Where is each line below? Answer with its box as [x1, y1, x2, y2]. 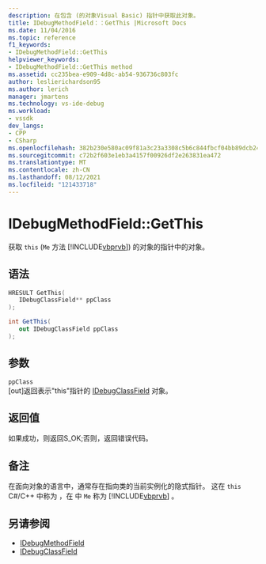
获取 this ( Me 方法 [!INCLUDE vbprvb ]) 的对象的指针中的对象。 [8, 242, 210, 252]
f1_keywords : [8, 41, 51, 49]
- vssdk [8, 115, 34, 123]
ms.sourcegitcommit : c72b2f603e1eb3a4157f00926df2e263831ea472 [8, 151, 222, 159]
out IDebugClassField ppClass [18, 325, 119, 333]
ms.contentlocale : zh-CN [8, 166, 90, 174]
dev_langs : [8, 122, 44, 130]
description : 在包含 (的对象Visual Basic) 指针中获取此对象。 [8, 11, 199, 20]
